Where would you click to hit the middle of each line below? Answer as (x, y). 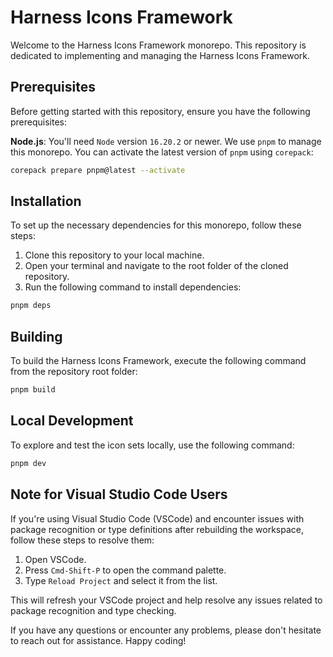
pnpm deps (31, 306)
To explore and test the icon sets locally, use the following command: (152, 445)
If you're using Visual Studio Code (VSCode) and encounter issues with (157, 518)
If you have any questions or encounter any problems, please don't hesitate (166, 630)
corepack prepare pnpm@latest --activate (98, 170)
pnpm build (33, 390)
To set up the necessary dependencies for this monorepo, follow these (156, 225)
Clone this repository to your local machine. (114, 255)
